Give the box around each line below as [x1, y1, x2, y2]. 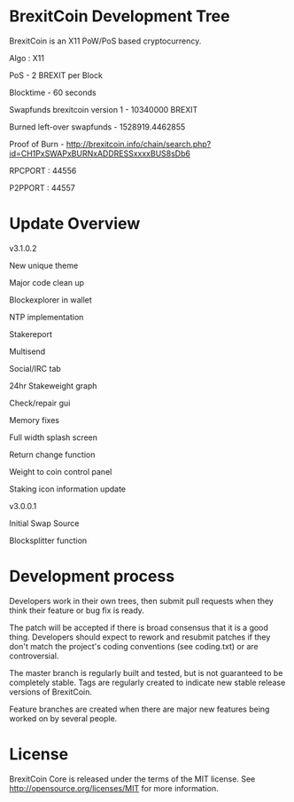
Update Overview [9, 214, 141, 234]
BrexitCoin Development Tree [9, 6, 230, 27]
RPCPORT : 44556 [9, 165, 77, 176]
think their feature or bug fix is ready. [9, 605, 144, 616]
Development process [9, 566, 175, 586]
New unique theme [9, 260, 79, 271]
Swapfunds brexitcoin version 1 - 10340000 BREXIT [9, 104, 198, 114]
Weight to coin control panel [9, 466, 112, 476]
